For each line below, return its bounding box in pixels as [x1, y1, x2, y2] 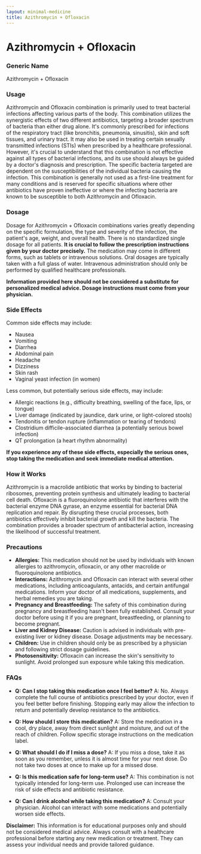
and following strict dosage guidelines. [14, 646, 111, 653]
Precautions [6, 543, 42, 552]
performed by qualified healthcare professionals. [6, 266, 127, 273]
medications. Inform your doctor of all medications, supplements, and [14, 588, 187, 596]
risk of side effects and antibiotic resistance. [14, 786, 124, 793]
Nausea [14, 330, 35, 338]
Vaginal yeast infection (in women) [14, 375, 100, 383]
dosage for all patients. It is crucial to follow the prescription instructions [6, 240, 190, 248]
